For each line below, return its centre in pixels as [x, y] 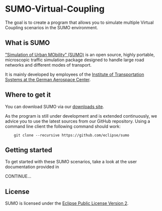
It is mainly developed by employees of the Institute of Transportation [75, 74]
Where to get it [28, 95]
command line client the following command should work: [63, 126]
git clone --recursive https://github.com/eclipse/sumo [72, 135]
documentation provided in [32, 167]
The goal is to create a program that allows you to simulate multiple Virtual [80, 22]
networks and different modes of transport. [48, 65]
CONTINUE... [18, 176]
